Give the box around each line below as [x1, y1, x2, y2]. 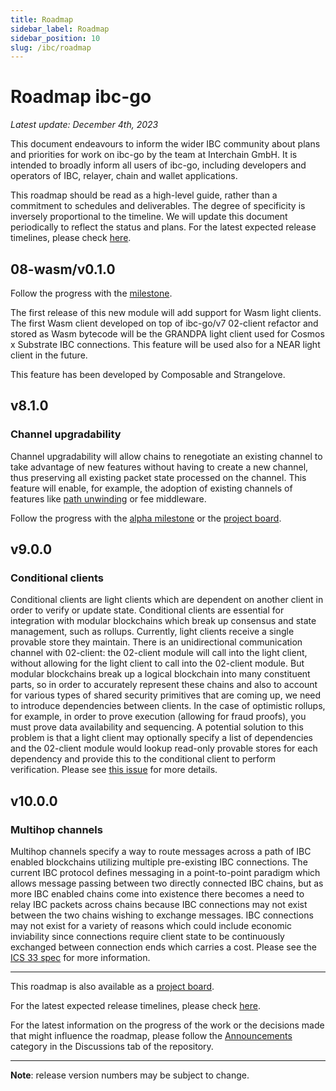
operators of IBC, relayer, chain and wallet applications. [10, 170, 238, 182]
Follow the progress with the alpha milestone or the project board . [10, 512, 282, 524]
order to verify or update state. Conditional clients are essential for [10, 604, 285, 616]
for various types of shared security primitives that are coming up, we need [10, 689, 322, 701]
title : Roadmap [10, 14, 74, 25]
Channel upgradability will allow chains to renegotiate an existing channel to [10, 450, 323, 462]
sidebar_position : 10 [10, 33, 101, 43]
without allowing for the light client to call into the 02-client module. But [10, 657, 305, 670]
